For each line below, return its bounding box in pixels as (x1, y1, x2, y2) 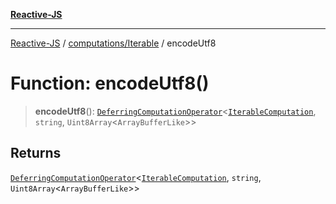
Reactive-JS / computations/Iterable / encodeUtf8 (10, 37, 217, 49)
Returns (10, 145, 62, 162)
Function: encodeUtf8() (10, 72, 210, 95)
